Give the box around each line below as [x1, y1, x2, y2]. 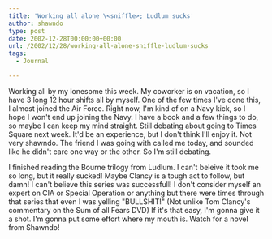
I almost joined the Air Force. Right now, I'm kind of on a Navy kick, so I [8, 103, 246, 113]
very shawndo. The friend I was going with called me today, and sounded [8, 138, 254, 147]
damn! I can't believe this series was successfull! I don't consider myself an [8, 179, 261, 189]
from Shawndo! [8, 222, 60, 232]
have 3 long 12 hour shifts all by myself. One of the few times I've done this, [8, 95, 261, 105]
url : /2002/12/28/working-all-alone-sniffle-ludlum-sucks [8, 42, 209, 50]
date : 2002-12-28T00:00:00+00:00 [8, 34, 122, 43]
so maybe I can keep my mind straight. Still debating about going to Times [8, 121, 257, 130]
